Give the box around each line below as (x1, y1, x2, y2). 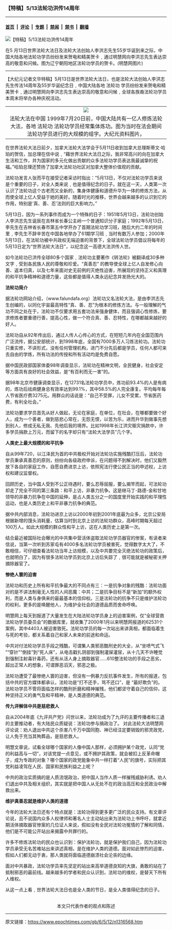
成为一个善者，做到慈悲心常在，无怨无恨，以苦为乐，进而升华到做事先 (14, 416, 162, 422)
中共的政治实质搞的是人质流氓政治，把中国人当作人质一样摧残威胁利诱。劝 (5, 774, 162, 780)
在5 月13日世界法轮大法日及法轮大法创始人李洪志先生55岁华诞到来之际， (5, 47, 159, 53)
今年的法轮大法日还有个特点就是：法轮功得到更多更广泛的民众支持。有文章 (5, 809, 162, 815)
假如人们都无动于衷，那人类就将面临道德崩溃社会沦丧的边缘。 (5, 851, 136, 858)
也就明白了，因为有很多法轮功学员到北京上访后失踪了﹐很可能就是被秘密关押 (5, 554, 167, 560)
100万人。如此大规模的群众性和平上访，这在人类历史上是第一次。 (5, 524, 143, 530)
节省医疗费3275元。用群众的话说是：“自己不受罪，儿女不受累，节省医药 (9, 392, 162, 398)
